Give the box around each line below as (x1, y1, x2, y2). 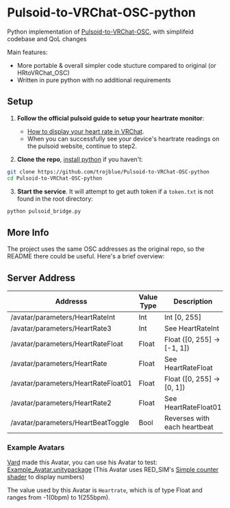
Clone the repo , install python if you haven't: (16, 155, 144, 163)
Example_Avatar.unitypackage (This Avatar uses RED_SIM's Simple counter (7, 465, 219, 474)
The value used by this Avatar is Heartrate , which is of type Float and (7, 486, 203, 494)
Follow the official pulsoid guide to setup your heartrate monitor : (16, 114, 205, 122)
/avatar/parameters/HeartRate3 (10, 324, 112, 333)
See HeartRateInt (164, 324, 220, 333)
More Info (7, 226, 49, 238)
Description (173, 297, 213, 306)
